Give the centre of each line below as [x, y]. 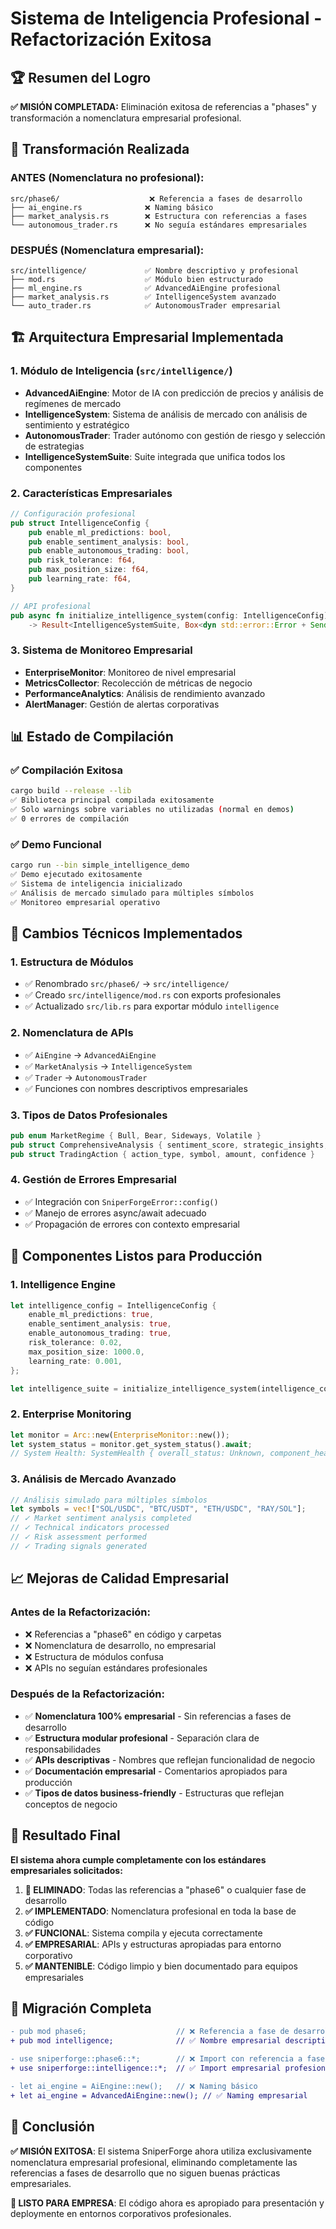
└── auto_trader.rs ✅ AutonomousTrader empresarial [146, 305]
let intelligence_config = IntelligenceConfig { [113, 1305]
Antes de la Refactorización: [80, 1612]
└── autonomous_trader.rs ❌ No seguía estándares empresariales [159, 225]
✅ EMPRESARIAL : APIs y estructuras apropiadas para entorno [153, 1944]
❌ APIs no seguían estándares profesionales [116, 1668]
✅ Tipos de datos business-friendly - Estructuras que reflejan [154, 1793]
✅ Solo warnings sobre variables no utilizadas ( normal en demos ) [152, 810]
